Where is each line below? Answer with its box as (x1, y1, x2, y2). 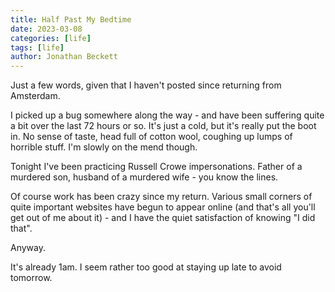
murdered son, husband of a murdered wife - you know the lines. (10, 171, 279, 183)
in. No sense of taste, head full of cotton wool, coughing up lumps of (10, 131, 293, 143)
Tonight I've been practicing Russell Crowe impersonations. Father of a (10, 161, 303, 173)
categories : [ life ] (10, 33, 92, 43)
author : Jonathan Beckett (10, 52, 118, 62)
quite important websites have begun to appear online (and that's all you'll (10, 201, 316, 213)
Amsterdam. (10, 90, 61, 102)
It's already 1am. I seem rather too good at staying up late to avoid (10, 261, 282, 273)
